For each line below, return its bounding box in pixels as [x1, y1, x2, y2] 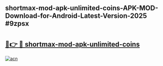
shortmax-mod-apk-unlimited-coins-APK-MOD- [5, 4, 159, 12]
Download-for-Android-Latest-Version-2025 [5, 12, 148, 20]
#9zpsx [5, 19, 29, 28]
